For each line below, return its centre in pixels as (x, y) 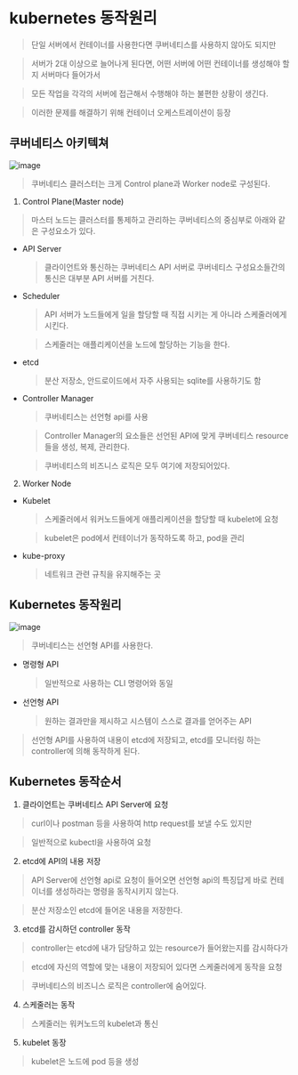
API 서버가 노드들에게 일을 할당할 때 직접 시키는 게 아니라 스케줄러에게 (165, 314)
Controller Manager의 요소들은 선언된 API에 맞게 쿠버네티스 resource (166, 435)
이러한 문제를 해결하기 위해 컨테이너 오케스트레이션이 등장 (131, 112)
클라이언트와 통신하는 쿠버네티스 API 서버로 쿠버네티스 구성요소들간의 (165, 267)
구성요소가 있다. (68, 230)
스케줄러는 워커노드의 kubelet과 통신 (94, 1023)
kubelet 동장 (44, 1043)
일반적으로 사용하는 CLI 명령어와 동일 (109, 683)
